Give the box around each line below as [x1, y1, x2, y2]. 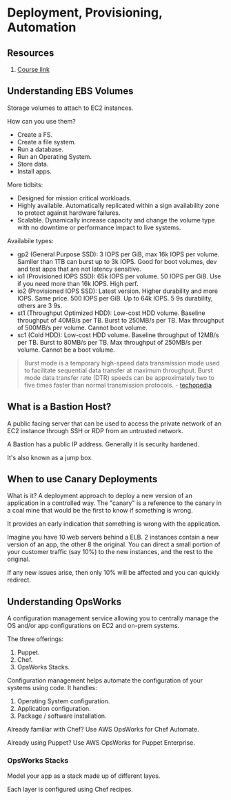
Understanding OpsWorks [7, 596, 122, 607]
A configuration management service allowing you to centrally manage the [7, 614, 219, 622]
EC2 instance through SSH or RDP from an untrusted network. [7, 426, 184, 435]
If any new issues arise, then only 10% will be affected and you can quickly [7, 569, 220, 577]
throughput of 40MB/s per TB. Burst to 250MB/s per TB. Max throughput [17, 316, 224, 324]
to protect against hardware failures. [17, 209, 121, 217]
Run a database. [17, 145, 64, 153]
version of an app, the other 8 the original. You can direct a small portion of [7, 540, 221, 549]
